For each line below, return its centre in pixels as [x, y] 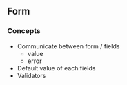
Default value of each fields [56, 68]
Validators [31, 75]
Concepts [24, 31]
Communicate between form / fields [68, 46]
